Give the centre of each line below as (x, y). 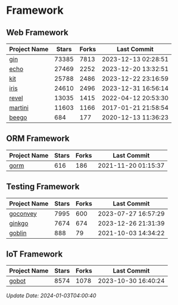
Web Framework (37, 33)
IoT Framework (35, 254)
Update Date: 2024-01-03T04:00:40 (51, 295)
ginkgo (19, 223)
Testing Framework (43, 187)
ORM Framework (38, 139)
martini (19, 108)
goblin (18, 233)
